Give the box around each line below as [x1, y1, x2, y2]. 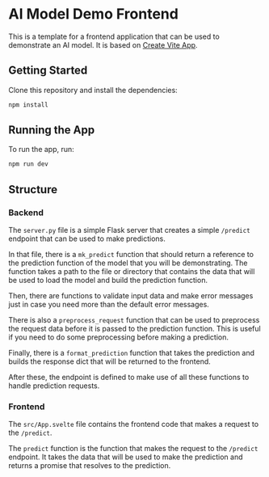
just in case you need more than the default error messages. [8, 300, 210, 309]
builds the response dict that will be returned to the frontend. [8, 357, 212, 366]
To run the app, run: [8, 145, 74, 154]
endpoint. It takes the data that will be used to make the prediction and [8, 452, 244, 462]
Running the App [8, 123, 95, 137]
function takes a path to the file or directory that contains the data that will [8, 267, 255, 276]
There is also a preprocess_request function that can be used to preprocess [8, 315, 260, 324]
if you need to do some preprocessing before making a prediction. [8, 332, 229, 342]
